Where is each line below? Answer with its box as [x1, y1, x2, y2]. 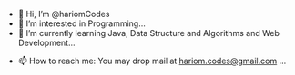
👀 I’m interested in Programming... [17, 18, 146, 29]
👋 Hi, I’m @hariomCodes [17, 9, 110, 19]
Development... [17, 37, 76, 48]
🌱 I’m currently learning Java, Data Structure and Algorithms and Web [17, 28, 280, 38]
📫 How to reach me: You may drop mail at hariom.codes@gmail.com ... [17, 55, 287, 66]
